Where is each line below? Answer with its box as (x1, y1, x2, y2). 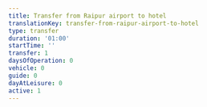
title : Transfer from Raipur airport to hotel (8, 11, 167, 20)
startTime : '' (8, 42, 56, 50)
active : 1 (8, 86, 42, 95)
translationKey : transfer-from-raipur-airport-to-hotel (8, 19, 199, 27)
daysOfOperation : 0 (8, 57, 74, 65)
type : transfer (8, 27, 59, 35)
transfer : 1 (8, 49, 48, 57)
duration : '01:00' (8, 34, 70, 43)
